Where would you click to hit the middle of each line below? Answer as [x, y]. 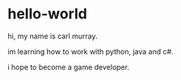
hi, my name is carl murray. [53, 36]
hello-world [48, 14]
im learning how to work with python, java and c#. [91, 51]
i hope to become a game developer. [69, 67]
